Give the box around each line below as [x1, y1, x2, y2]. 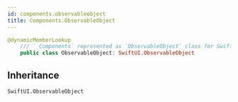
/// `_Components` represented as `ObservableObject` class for [20, 43, 214, 50]
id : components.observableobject [7, 10, 106, 18]
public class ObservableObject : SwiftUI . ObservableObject [20, 50, 195, 57]
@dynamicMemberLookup [7, 36, 72, 43]
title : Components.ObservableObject [7, 17, 115, 24]
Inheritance [7, 69, 59, 81]
